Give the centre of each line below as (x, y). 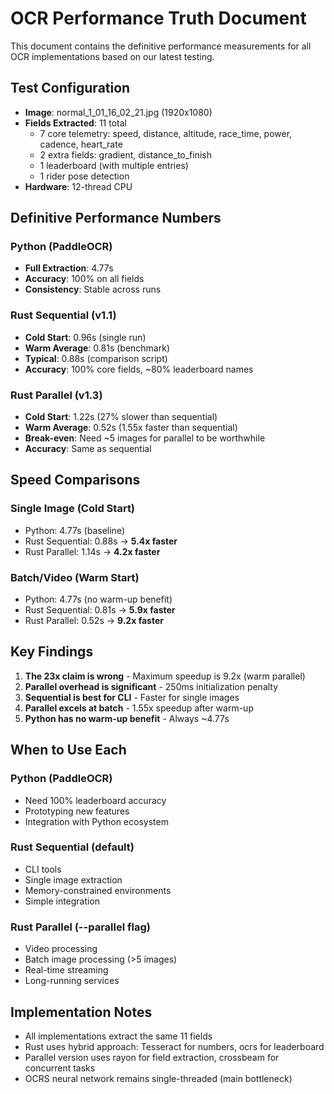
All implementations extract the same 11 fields (118, 1036)
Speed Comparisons (75, 480)
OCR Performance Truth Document (158, 18)
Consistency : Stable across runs (93, 289)
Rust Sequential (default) (72, 847)
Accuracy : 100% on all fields (84, 279)
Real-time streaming (66, 970)
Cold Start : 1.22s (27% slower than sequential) (121, 417)
